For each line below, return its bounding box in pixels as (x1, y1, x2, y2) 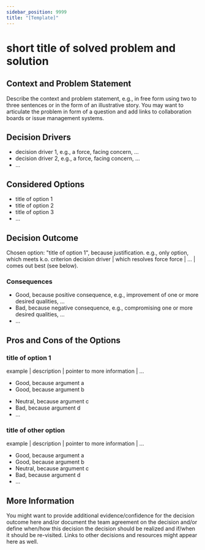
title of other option (6, 426, 65, 434)
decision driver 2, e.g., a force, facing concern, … (15, 155, 140, 162)
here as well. (6, 538, 39, 546)
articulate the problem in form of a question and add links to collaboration (6, 108, 192, 115)
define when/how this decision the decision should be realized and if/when (6, 525, 196, 532)
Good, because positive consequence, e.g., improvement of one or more (15, 291, 199, 299)
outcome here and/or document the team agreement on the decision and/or (6, 519, 198, 526)
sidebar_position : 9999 (6, 9, 67, 15)
